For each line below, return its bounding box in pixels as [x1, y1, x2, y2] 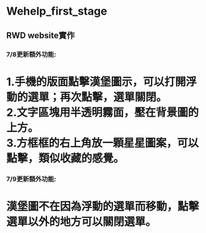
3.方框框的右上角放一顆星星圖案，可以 [6, 136, 199, 150]
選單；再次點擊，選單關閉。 [28, 90, 167, 104]
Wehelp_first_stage [6, 4, 108, 18]
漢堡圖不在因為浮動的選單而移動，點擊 [6, 199, 200, 213]
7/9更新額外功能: [6, 174, 57, 183]
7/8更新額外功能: [6, 50, 57, 59]
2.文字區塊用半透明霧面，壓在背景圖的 [6, 105, 199, 119]
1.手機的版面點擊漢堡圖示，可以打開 [6, 75, 186, 89]
